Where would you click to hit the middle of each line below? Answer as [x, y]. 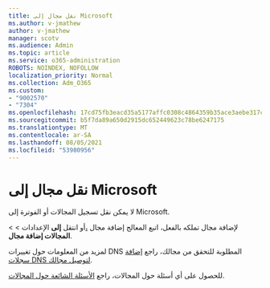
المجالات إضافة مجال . [40, 236]
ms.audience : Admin [41, 46]
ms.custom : [27, 90]
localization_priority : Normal [61, 75]
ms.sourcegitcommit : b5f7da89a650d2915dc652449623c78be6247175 [117, 120]
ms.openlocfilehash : [43, 113]
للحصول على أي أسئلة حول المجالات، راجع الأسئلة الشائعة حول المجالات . [117, 276]
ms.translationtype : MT [48, 128]
